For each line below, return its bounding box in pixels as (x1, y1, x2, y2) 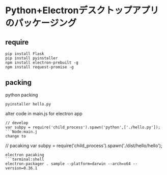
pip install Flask (5, 51, 44, 56)
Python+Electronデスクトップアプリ (5, 5, 159, 16)
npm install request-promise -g (5, 64, 74, 69)
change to (5, 133, 26, 138)
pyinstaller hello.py (5, 101, 51, 107)
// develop (5, 120, 29, 125)
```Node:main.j (5, 129, 38, 134)
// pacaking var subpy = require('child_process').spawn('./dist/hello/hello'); (5, 143, 162, 149)
